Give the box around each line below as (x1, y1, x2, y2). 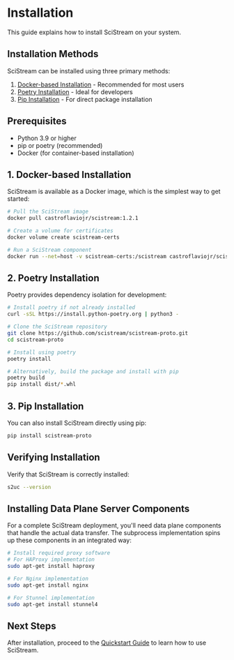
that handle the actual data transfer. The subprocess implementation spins (7, 529, 221, 537)
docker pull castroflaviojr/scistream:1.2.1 (7, 215, 139, 222)
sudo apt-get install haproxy (7, 563, 95, 570)
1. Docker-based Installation (7, 169, 132, 181)
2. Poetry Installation (7, 272, 100, 284)
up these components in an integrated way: (7, 536, 132, 545)
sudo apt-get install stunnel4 (7, 601, 98, 608)
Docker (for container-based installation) (17, 149, 134, 157)
